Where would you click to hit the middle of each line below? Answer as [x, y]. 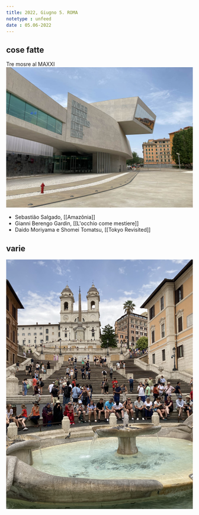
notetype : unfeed [29, 19]
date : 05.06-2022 [29, 25]
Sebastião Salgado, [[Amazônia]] [55, 217]
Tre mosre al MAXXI [31, 64]
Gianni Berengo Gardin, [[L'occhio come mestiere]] [77, 223]
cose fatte [25, 50]
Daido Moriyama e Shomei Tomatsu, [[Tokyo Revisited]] [83, 230]
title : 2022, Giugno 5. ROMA [42, 12]
